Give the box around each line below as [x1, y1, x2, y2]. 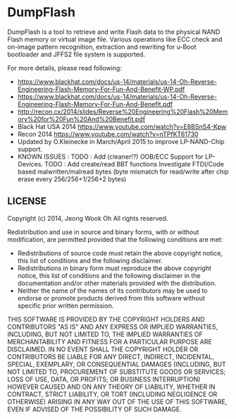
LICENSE [7, 195, 47, 207]
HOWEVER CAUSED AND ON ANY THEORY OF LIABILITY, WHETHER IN [7, 382, 216, 391]
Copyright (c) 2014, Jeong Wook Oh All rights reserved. [7, 214, 168, 222]
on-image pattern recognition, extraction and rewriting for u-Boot [7, 42, 197, 51]
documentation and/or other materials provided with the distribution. [17, 279, 216, 287]
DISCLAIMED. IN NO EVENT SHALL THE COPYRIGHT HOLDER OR [7, 345, 199, 353]
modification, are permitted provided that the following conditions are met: [7, 235, 223, 243]
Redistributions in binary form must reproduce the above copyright [17, 264, 211, 272]
